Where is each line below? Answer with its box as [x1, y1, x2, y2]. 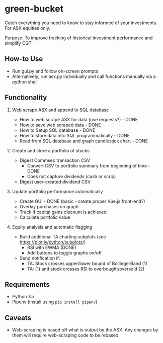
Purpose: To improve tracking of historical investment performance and [5, 35, 153, 41]
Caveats [5, 313, 31, 322]
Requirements [5, 280, 50, 289]
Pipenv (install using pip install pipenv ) [12, 299, 98, 305]
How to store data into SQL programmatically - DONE [19, 132, 130, 138]
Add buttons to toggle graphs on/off [27, 249, 102, 255]
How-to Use [5, 55, 43, 63]
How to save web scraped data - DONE [19, 122, 101, 128]
